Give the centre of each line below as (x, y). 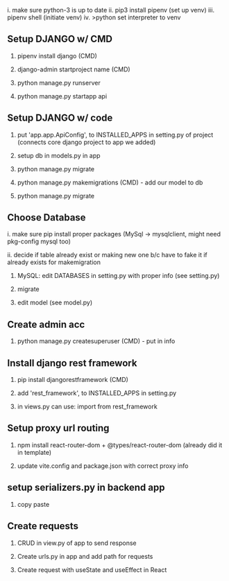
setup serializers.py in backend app (86, 488)
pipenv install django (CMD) (57, 55)
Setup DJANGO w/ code (60, 118)
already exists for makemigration (54, 262)
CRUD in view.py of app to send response (77, 543)
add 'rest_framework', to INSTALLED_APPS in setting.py (97, 393)
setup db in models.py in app (59, 155)
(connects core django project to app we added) (86, 142)
